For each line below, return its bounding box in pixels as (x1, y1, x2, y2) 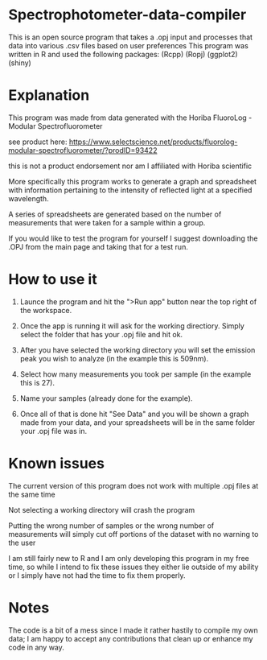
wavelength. (8, 193, 50, 203)
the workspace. (19, 305, 72, 315)
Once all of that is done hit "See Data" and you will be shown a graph (19, 409, 249, 419)
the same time (8, 489, 55, 499)
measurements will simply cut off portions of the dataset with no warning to (8, 529, 259, 538)
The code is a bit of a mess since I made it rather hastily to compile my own (8, 625, 259, 635)
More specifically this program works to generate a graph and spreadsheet (8, 176, 257, 186)
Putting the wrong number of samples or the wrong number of (8, 521, 215, 530)
